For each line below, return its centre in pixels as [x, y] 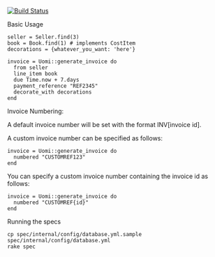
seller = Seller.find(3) [43, 37]
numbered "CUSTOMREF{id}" [51, 203]
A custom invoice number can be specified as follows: [85, 138]
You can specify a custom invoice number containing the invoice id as [108, 176]
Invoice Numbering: [36, 111]
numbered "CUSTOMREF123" [50, 157]
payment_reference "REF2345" [56, 86]
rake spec [22, 247]
